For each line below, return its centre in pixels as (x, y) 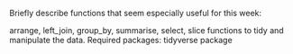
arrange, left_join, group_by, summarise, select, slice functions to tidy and (146, 30)
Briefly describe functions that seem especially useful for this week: (136, 13)
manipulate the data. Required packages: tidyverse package (121, 40)
